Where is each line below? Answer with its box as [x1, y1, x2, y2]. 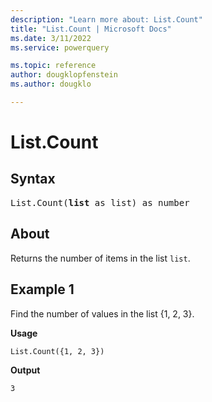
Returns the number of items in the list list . [10, 252, 191, 264]
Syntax [10, 171, 56, 188]
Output [10, 364, 41, 376]
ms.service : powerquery [10, 42, 110, 53]
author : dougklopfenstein [10, 70, 118, 80]
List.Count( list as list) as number [10, 197, 190, 208]
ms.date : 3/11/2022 [10, 33, 92, 43]
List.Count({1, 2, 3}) [10, 346, 105, 356]
